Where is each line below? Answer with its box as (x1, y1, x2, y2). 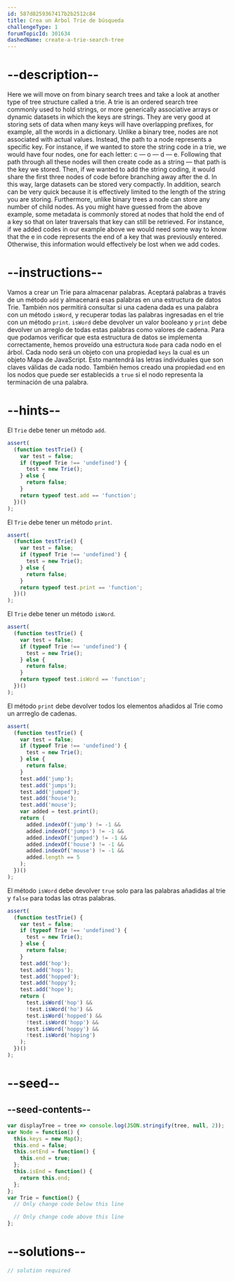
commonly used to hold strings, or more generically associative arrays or (7, 105, 219, 114)
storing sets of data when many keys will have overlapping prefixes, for (7, 121, 214, 129)
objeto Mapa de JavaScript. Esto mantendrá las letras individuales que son (7, 355, 223, 364)
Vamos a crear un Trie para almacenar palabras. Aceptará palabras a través (7, 288, 226, 296)
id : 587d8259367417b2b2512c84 (7, 10, 96, 18)
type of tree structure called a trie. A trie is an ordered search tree (7, 98, 198, 106)
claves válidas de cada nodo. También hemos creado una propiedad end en (7, 363, 226, 371)
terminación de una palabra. (7, 378, 89, 386)
